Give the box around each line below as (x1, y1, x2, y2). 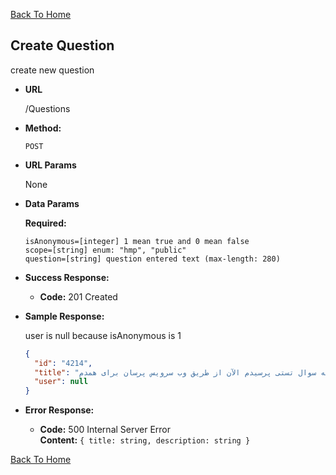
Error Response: (24, 404, 95, 416)
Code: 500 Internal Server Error (39, 424, 172, 436)
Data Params (24, 197, 80, 209)
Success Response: (24, 271, 110, 283)
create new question (10, 64, 95, 76)
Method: (24, 122, 62, 134)
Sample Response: (24, 310, 105, 322)
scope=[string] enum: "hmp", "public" (24, 245, 187, 255)
